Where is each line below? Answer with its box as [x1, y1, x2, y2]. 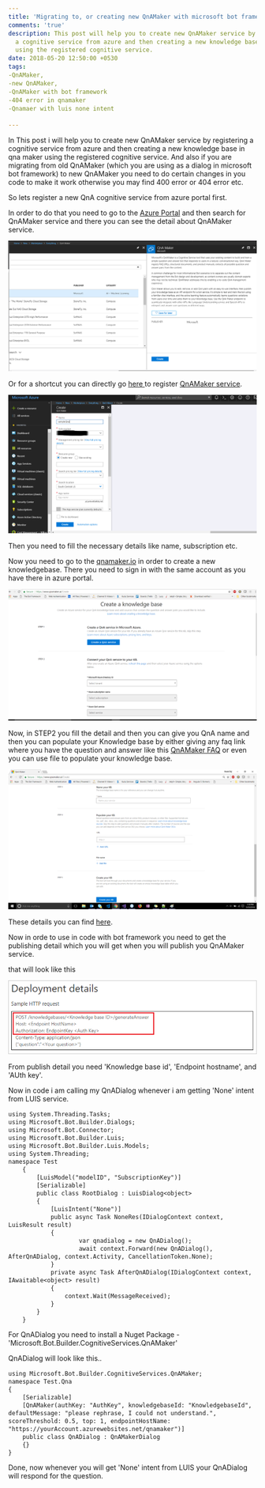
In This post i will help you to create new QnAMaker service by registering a [8, 135, 254, 145]
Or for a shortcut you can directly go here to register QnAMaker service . [8, 380, 243, 389]
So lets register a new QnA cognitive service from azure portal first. [8, 193, 227, 202]
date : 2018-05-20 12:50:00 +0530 [8, 55, 118, 62]
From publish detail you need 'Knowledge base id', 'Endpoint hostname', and [8, 1062, 257, 1071]
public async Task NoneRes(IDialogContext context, [50, 1214, 224, 1222]
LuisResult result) [8, 1222, 73, 1229]
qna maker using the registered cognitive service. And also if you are [8, 153, 233, 162]
